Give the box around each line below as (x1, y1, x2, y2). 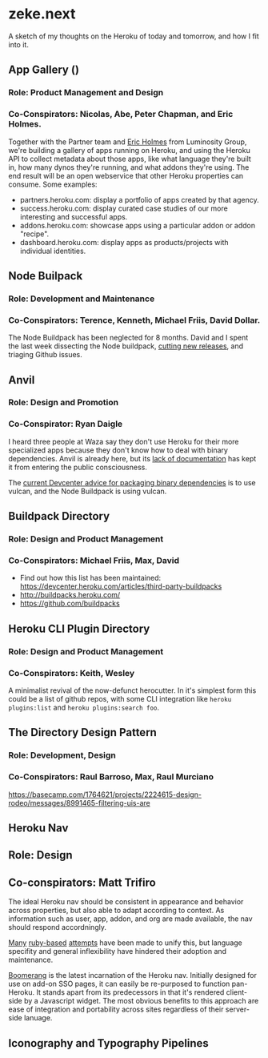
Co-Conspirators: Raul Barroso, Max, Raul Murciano (8, 771, 214, 782)
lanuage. (23, 1013, 53, 1023)
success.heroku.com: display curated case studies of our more (19, 203, 228, 213)
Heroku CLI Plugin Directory (8, 622, 150, 635)
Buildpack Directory (8, 509, 110, 523)
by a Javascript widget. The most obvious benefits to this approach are (23, 996, 259, 1006)
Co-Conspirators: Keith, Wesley (8, 667, 135, 678)
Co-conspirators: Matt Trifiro (8, 875, 156, 889)
